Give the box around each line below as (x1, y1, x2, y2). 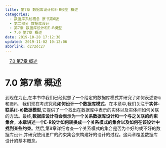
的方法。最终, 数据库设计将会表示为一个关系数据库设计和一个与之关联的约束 (5, 113, 158, 119)
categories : (5, 12, 30, 17)
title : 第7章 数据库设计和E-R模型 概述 (5, 7, 78, 12)
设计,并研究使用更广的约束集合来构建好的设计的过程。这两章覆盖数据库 (13, 131, 158, 137)
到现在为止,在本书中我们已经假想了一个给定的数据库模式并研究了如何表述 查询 (5, 94, 161, 100)
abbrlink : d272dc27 (5, 44, 45, 49)
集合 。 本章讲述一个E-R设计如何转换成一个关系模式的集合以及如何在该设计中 (5, 119, 160, 125)
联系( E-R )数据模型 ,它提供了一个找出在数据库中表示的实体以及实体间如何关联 (5, 107, 160, 112)
